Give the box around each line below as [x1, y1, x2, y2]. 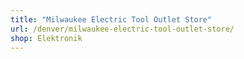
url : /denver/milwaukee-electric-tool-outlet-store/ [10, 24, 235, 34]
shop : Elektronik [10, 33, 83, 43]
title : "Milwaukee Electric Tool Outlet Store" [10, 14, 213, 25]
